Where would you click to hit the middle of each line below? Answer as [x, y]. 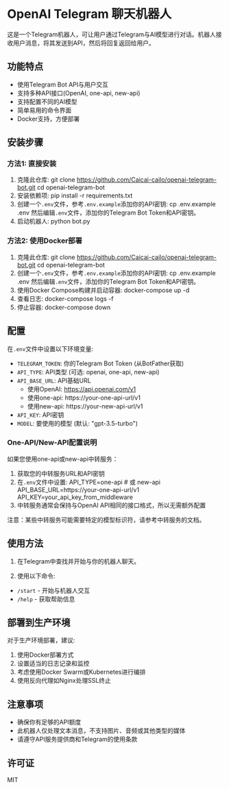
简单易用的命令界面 [44, 110]
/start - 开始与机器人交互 [53, 590]
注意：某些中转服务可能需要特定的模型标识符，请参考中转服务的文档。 [106, 520]
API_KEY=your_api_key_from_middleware [75, 497]
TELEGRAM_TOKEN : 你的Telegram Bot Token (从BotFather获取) [100, 363]
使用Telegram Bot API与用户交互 [62, 84]
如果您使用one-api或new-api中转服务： [63, 459]
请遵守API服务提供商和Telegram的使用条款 [77, 739]
